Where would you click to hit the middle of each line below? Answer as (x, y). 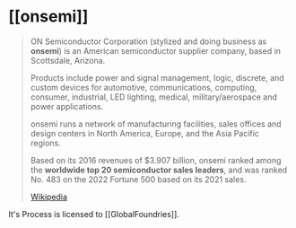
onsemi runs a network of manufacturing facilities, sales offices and (156, 124)
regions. (46, 143)
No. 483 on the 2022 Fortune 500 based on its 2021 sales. (138, 179)
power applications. (67, 106)
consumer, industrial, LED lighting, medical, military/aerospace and (153, 97)
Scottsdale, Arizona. (68, 60)
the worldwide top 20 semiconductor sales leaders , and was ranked (159, 170)
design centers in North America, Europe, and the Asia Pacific (144, 133)
